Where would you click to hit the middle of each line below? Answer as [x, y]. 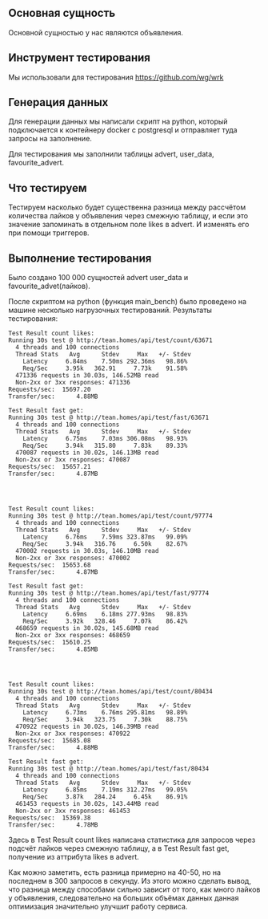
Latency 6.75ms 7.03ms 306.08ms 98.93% [105, 439]
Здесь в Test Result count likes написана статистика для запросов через [132, 840]
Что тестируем [48, 188]
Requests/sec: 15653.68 [50, 565]
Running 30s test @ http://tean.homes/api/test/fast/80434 [109, 769]
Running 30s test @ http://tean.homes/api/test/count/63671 [111, 340]
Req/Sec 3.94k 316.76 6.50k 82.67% [105, 544]
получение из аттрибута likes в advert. [74, 857]
